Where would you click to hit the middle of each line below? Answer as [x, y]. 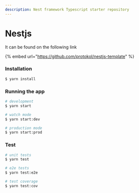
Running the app [25, 91]
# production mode [24, 128]
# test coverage [21, 182]
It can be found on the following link [41, 47]
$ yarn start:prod [24, 132]
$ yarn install [20, 79]
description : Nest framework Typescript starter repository [67, 9]
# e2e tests [17, 168]
